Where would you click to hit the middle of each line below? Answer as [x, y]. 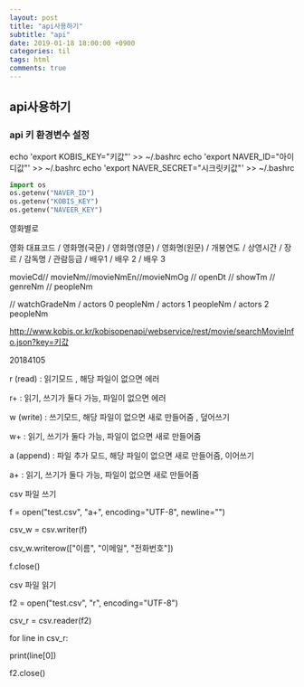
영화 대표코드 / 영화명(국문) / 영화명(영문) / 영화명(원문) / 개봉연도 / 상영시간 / [146, 248]
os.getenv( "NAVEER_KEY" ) [56, 210]
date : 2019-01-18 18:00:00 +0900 [72, 43]
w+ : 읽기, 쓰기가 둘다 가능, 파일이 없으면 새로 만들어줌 [105, 437]
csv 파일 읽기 [33, 585]
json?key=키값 [43, 342]
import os [28, 185]
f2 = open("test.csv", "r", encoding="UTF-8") [94, 603]
